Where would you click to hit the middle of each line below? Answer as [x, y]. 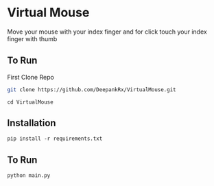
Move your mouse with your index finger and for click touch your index [107, 32]
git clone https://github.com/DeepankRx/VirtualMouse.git [92, 90]
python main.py [29, 176]
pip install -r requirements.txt [55, 139]
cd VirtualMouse [30, 102]
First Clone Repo [31, 77]
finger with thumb [32, 38]
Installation [32, 123]
